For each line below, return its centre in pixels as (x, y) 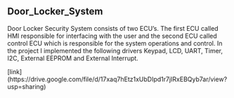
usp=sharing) (27, 86)
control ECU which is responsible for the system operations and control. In (115, 43)
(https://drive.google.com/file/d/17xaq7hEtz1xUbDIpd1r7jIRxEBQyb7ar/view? (117, 79)
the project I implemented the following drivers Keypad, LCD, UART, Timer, (115, 50)
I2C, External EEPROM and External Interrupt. (73, 58)
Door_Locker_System (55, 12)
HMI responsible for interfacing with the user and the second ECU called (112, 36)
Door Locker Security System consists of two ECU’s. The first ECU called (113, 28)
